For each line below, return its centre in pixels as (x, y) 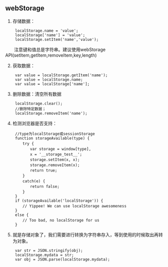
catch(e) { (34, 181)
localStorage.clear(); (39, 103)
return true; (44, 170)
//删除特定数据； (31, 109)
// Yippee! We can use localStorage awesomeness (75, 206)
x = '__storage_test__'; (56, 154)
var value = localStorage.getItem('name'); (61, 75)
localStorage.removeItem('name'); (51, 113)
